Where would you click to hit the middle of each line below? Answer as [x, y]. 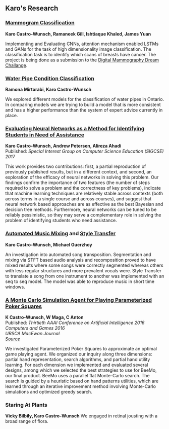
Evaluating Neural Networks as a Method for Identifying [75, 128]
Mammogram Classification [40, 23]
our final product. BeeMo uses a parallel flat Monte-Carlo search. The [77, 375]
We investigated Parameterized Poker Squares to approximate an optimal [81, 348]
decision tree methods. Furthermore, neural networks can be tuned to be [81, 209]
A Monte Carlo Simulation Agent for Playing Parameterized [79, 300]
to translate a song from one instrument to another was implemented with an [85, 276]
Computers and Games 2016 [35, 328]
